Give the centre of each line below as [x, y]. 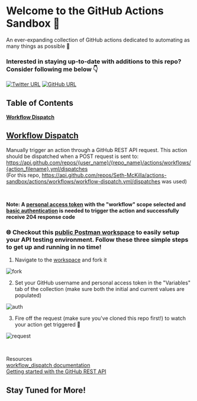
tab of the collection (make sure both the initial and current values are [99, 289]
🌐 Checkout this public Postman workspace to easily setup [93, 232]
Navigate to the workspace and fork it [61, 260]
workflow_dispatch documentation [48, 366]
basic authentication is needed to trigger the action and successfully [93, 211]
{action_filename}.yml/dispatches [47, 169]
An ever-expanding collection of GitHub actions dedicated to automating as [98, 40]
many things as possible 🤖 [38, 46]
